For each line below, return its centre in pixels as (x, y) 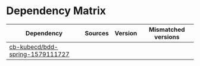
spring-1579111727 (39, 54)
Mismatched (167, 29)
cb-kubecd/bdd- (34, 47)
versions (167, 37)
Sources (97, 33)
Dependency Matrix (56, 11)
